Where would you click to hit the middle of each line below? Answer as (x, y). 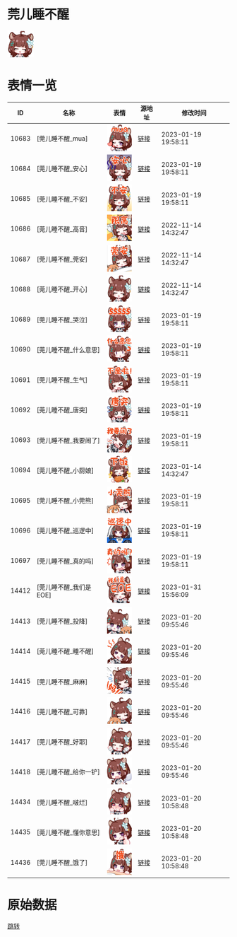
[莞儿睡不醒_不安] (62, 199)
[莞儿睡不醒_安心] (62, 169)
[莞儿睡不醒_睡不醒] (65, 651)
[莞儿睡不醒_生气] (62, 380)
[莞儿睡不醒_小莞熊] (65, 501)
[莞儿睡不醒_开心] (62, 289)
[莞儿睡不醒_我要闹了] (68, 440)
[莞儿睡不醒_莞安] (62, 260)
